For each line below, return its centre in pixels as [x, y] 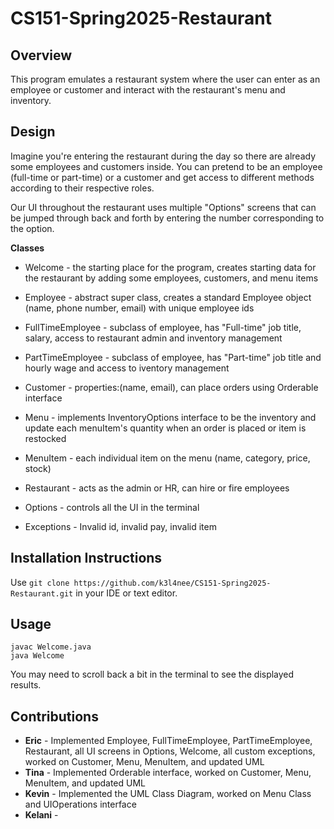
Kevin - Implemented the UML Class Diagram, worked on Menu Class [168, 794]
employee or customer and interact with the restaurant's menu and [148, 90]
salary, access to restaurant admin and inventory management [153, 338]
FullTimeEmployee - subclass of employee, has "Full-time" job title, [163, 327]
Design [33, 132]
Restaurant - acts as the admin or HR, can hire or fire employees [157, 488]
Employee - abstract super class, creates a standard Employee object [168, 297]
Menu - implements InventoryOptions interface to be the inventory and [170, 417]
